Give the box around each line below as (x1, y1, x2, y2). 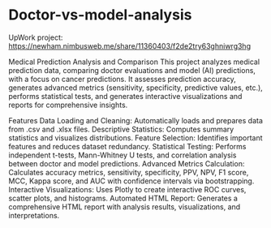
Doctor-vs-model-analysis (8, 6, 192, 24)
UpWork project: (8, 32, 63, 42)
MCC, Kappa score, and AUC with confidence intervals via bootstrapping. (8, 176, 255, 186)
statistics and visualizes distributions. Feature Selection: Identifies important (8, 132, 263, 143)
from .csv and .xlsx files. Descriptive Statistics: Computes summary (8, 124, 234, 134)
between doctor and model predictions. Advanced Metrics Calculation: (8, 158, 245, 168)
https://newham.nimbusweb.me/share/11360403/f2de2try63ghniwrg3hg (8, 41, 252, 50)
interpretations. (8, 210, 60, 220)
